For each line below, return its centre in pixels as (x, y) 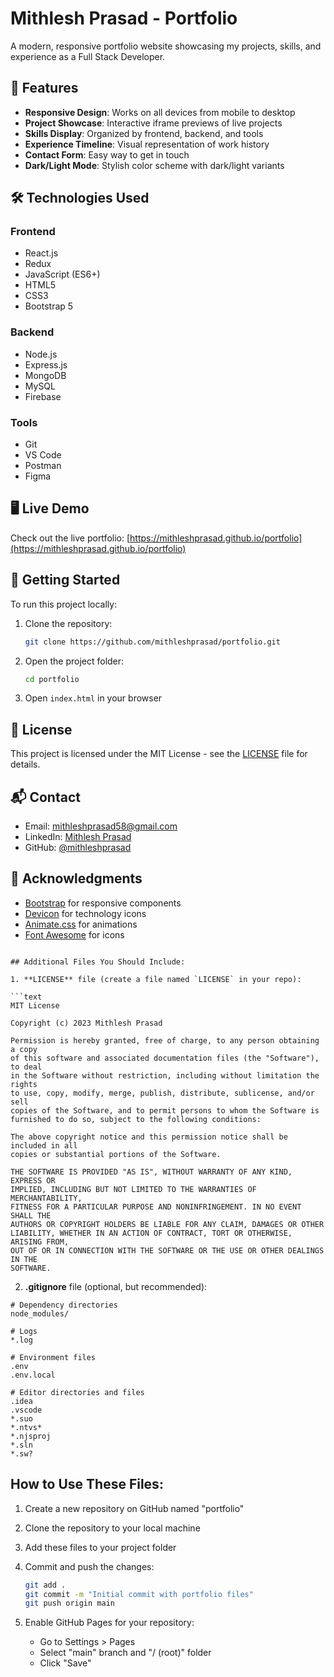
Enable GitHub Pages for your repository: (109, 1623)
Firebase (43, 396)
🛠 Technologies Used (80, 198)
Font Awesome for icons (74, 934)
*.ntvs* (26, 1427)
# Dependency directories (64, 1305)
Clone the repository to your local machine (112, 1528)
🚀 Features (44, 88)
